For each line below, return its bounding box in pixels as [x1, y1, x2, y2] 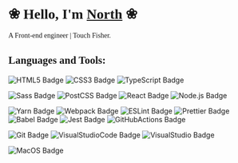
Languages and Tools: [8, 54, 106, 67]
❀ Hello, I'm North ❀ [8, 5, 138, 23]
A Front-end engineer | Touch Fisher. [8, 31, 112, 40]
